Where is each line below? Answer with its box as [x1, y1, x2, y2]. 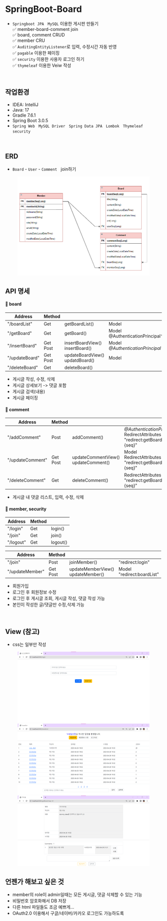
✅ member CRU [12, 37, 45, 43]
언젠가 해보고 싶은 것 [5, 877, 64, 886]
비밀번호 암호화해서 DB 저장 [12, 898, 67, 904]
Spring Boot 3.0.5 [12, 117, 49, 123]
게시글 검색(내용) [12, 389, 46, 395]
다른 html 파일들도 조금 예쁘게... [12, 904, 75, 910]
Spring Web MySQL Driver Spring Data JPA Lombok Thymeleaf [12, 124, 143, 129]
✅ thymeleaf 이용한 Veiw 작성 [12, 62, 72, 68]
